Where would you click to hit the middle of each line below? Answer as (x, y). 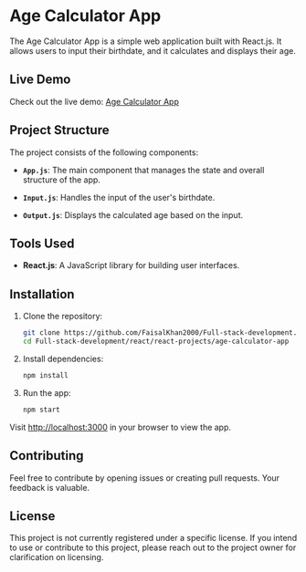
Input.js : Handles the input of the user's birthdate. (119, 197)
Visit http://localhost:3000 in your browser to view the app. (120, 427)
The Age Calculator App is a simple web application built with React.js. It (146, 41)
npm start (42, 410)
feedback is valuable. (49, 487)
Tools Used (42, 243)
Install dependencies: (63, 359)
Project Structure (59, 130)
